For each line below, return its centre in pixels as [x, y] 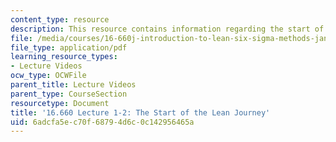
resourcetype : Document [60, 103]
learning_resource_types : [64, 57]
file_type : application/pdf [69, 47]
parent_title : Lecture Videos [73, 85]
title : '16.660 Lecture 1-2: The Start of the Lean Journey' [140, 112]
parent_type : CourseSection [69, 94]
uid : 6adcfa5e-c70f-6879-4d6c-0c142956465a [102, 122]
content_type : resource [60, 19]
